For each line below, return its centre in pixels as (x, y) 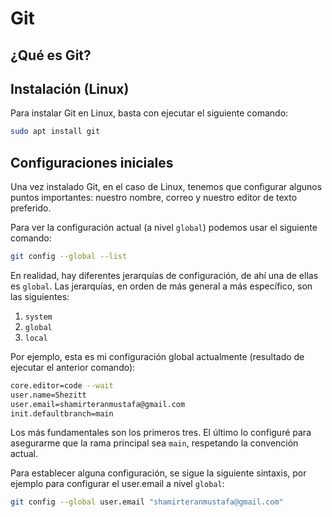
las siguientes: (40, 296)
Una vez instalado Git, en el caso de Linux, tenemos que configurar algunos (166, 187)
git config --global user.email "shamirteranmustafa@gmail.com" (147, 502)
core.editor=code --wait (62, 385)
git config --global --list (69, 257)
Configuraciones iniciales (92, 162)
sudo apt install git (55, 132)
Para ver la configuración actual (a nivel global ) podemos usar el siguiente (164, 228)
